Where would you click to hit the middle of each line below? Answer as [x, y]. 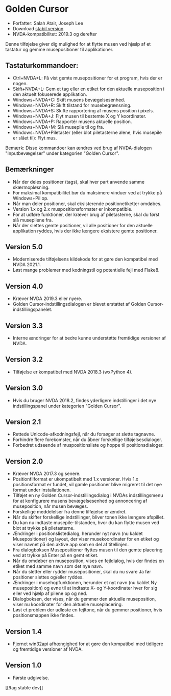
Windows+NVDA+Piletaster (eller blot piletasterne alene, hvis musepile [87, 132]
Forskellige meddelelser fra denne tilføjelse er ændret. [69, 512]
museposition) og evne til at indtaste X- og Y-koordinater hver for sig [85, 588]
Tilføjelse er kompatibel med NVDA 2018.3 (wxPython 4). [72, 372]
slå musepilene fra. [33, 220]
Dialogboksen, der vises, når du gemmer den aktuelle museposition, [84, 599]
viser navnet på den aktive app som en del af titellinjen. [71, 545]
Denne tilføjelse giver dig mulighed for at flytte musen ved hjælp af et [78, 44]
